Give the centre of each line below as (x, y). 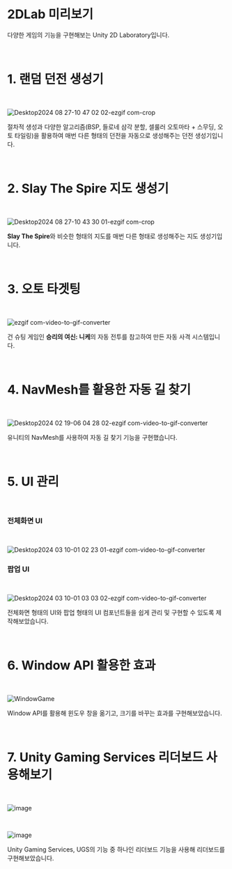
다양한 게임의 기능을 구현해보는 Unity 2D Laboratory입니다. (88, 35)
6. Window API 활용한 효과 (82, 666)
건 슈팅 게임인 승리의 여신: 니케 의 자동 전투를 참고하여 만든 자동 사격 (99, 337)
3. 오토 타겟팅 (44, 289)
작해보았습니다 (27, 622)
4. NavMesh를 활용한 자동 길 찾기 (99, 389)
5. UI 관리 (33, 481)
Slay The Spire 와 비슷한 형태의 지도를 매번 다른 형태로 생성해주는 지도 (103, 236)
